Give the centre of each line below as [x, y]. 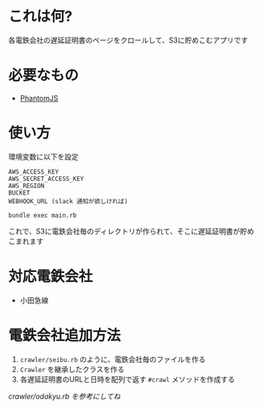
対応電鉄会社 [51, 276]
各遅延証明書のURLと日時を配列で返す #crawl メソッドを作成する [127, 379]
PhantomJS [39, 98]
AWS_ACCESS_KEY [34, 172]
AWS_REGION [26, 186]
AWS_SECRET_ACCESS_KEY [46, 178]
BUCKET [19, 193]
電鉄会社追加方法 [65, 335]
